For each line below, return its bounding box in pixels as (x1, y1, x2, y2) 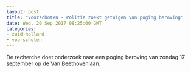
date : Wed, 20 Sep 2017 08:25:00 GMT (6, 20, 102, 26)
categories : (6, 25, 36, 32)
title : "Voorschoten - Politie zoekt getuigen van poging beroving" (6, 14, 184, 21)
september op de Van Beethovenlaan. (6, 60, 101, 67)
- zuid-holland (6, 31, 45, 37)
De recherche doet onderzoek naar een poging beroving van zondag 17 (6, 54, 186, 60)
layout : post (6, 8, 40, 15)
